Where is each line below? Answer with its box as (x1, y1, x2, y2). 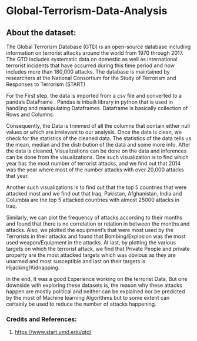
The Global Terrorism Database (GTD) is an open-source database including (6, 43, 191, 50)
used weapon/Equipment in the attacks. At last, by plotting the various (6, 239, 176, 246)
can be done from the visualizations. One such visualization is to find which (6, 154, 189, 160)
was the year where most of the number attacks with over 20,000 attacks (6, 166, 184, 173)
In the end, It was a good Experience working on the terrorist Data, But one (6, 276, 188, 282)
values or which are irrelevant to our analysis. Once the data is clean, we (6, 128, 182, 135)
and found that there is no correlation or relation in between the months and (6, 220, 190, 227)
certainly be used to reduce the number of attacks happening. (6, 300, 157, 307)
